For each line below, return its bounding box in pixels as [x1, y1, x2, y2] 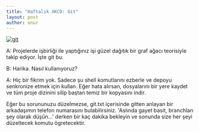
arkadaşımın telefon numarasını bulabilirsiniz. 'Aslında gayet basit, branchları [6, 107, 194, 114]
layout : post [6, 14, 39, 20]
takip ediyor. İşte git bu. [6, 54, 64, 61]
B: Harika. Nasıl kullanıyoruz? [6, 65, 77, 72]
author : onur [6, 20, 39, 25]
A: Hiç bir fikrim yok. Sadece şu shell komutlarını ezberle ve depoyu [6, 76, 172, 83]
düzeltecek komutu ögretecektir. [6, 120, 86, 127]
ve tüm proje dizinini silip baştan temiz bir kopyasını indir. [6, 89, 146, 96]
